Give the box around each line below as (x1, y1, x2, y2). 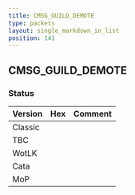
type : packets (8, 19, 56, 27)
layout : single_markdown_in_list (8, 26, 120, 34)
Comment (73, 108, 112, 119)
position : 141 (8, 34, 56, 42)
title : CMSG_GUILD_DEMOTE (8, 11, 94, 20)
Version (12, 108, 43, 119)
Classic (12, 121, 40, 133)
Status (8, 87, 34, 98)
